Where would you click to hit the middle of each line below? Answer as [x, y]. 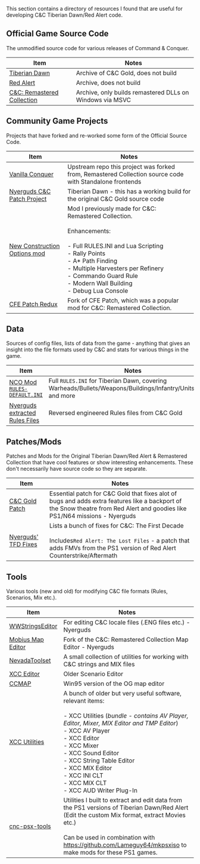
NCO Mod [23, 382]
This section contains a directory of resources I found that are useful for [94, 9]
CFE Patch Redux [33, 304]
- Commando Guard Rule [103, 275]
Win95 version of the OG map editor [114, 684]
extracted [23, 413]
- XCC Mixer [81, 746]
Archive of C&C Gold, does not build [126, 73]
